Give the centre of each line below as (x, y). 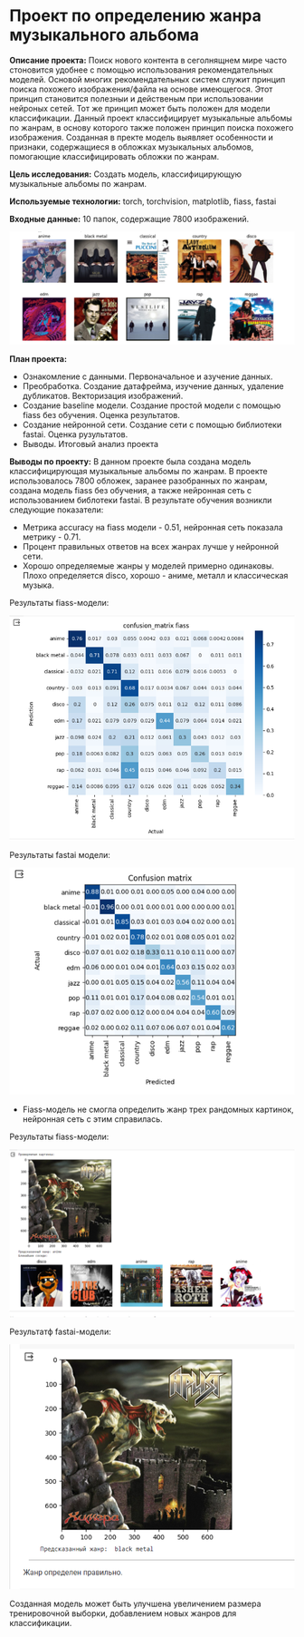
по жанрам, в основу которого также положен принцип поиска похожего (152, 127)
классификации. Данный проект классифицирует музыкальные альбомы (151, 118)
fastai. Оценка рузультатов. (75, 434)
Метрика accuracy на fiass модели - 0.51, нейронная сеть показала (152, 528)
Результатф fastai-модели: (60, 1331)
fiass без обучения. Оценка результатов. (101, 415)
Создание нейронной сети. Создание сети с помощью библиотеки (152, 425)
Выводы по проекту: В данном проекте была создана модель (130, 462)
